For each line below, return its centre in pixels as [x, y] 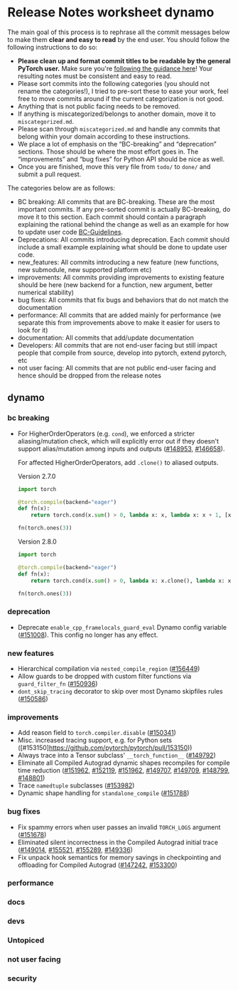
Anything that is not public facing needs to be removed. [99, 106]
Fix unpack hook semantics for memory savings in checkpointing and [119, 857]
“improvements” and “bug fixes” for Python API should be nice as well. [121, 159]
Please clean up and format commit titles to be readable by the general [124, 60]
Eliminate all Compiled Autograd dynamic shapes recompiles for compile [124, 763]
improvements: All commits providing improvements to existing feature [121, 277]
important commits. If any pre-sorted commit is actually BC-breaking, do [124, 209]
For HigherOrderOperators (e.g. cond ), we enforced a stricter [106, 434]
